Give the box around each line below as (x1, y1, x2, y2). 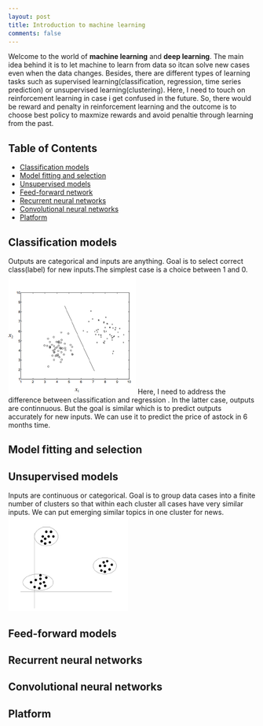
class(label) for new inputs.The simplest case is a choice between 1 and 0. (8, 265, 249, 274)
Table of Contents (8, 142, 98, 155)
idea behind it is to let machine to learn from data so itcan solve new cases (8, 60, 250, 70)
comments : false (8, 29, 61, 37)
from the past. (8, 119, 54, 128)
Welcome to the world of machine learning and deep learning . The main (8, 52, 244, 61)
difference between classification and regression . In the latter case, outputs (8, 395, 255, 405)
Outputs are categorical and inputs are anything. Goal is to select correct (8, 257, 243, 265)
